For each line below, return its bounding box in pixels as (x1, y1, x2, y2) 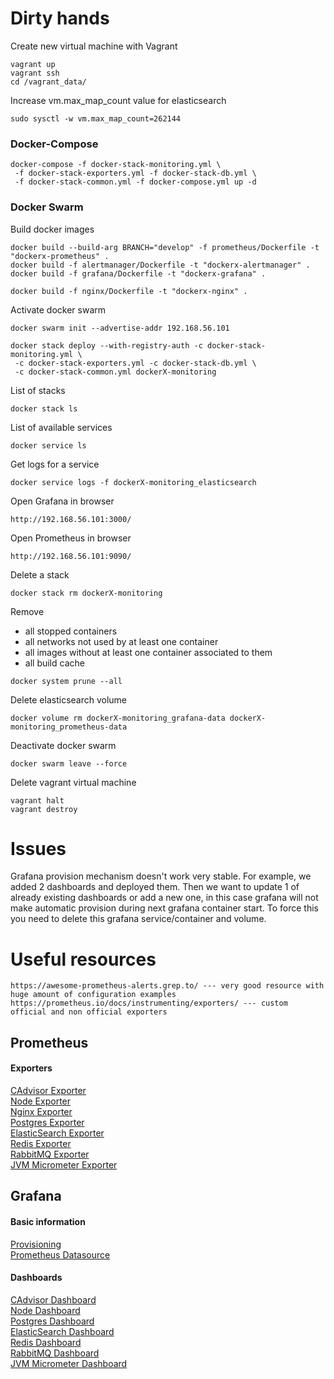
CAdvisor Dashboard (10, 1293, 97, 1306)
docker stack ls (10, 403, 78, 414)
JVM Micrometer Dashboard (10, 1357, 128, 1369)
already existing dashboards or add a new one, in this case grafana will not (10, 892, 319, 904)
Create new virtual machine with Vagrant (10, 40, 178, 52)
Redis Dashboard (10, 1336, 82, 1348)
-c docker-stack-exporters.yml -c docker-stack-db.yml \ (14, 358, 257, 368)
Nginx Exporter (10, 1106, 73, 1117)
